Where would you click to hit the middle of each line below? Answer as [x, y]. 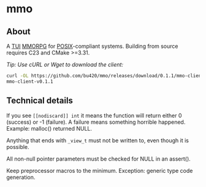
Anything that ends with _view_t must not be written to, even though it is [97, 140]
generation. [21, 177]
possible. [18, 147]
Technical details [40, 101]
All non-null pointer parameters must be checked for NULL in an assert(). [99, 159]
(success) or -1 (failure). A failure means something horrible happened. [96, 122]
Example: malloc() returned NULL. [49, 128]
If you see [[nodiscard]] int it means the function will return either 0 [94, 115]
